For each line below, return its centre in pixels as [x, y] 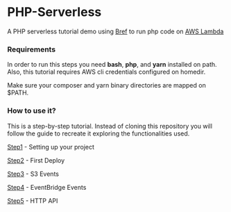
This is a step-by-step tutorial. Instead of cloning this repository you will [110, 126]
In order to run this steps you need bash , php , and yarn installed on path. [112, 65]
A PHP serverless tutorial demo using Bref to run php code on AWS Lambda [115, 31]
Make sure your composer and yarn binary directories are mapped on [106, 85]
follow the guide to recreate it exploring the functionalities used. [99, 133]
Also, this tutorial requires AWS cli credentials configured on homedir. [106, 72]
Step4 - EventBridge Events [47, 187]
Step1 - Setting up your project [51, 147]
